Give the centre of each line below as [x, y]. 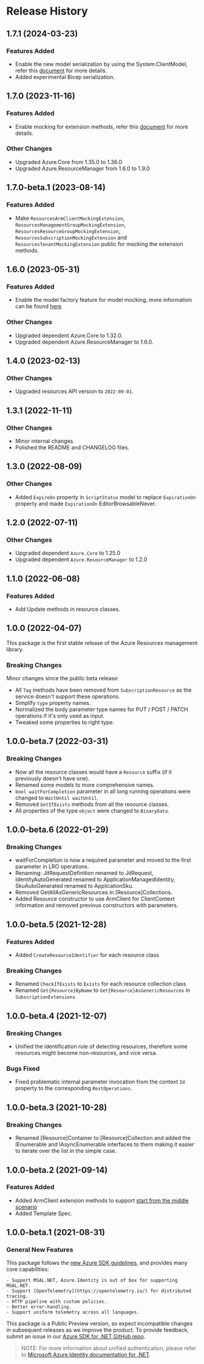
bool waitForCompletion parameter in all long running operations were [103, 791]
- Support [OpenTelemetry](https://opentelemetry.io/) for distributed [99, 1291]
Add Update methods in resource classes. [67, 609]
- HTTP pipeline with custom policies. [57, 1302]
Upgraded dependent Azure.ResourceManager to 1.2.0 [81, 559]
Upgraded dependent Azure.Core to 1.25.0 [68, 553]
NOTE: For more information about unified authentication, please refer [109, 1348]
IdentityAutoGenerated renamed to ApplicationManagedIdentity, [95, 879]
